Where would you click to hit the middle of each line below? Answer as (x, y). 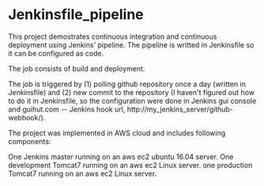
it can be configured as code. (56, 53)
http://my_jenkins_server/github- (180, 109)
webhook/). (27, 117)
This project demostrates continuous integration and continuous (113, 36)
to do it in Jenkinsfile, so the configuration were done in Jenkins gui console (132, 101)
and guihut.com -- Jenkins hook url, (67, 109)
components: (30, 141)
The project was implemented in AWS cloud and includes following (117, 133)
